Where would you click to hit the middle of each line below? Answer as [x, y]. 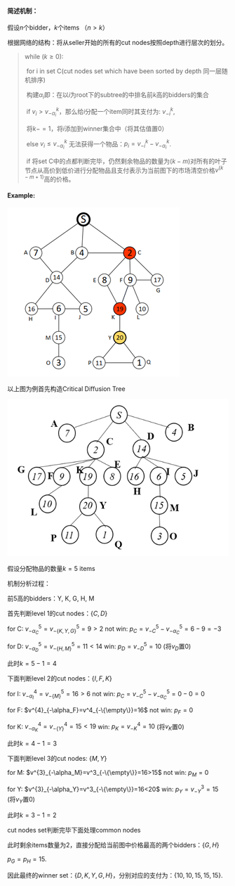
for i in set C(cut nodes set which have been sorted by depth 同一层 [124, 71]
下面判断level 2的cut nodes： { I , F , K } [60, 679]
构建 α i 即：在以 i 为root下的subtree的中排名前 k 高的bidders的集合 [117, 96]
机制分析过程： [29, 584]
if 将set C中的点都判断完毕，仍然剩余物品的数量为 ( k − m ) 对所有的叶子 [127, 161]
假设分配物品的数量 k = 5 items [52, 569]
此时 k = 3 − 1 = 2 [32, 815]
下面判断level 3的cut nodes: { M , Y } [57, 759]
